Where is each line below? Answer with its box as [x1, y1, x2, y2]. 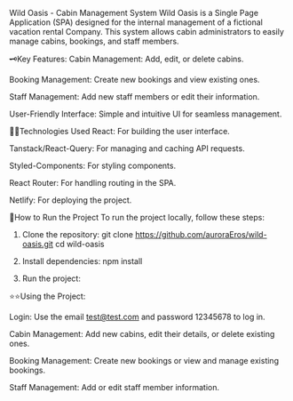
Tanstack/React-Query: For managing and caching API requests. [9, 143, 246, 154]
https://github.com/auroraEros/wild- [134, 229, 268, 239]
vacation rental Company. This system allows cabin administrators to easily [9, 27, 284, 36]
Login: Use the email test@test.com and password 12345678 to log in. [9, 311, 265, 322]
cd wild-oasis [54, 239, 105, 249]
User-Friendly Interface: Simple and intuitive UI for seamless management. [9, 108, 282, 119]
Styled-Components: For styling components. [9, 160, 176, 171]
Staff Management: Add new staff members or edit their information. [9, 92, 260, 101]
